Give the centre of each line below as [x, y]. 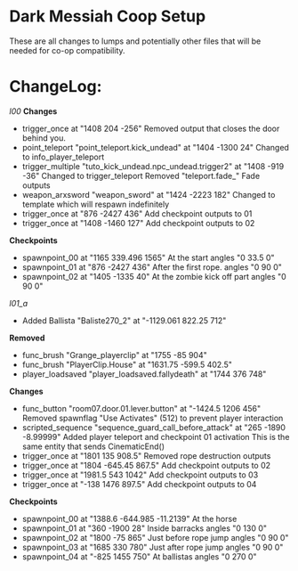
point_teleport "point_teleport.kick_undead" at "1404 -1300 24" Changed [155, 147]
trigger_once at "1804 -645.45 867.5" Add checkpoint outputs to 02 [146, 465]
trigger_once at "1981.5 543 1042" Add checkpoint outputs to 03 [140, 475]
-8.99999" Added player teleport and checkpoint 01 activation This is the [156, 436]
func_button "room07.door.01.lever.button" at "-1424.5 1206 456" [141, 408]
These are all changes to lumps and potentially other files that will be [135, 41]
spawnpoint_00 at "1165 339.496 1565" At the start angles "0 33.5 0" [148, 257]
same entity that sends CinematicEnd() [93, 446]
